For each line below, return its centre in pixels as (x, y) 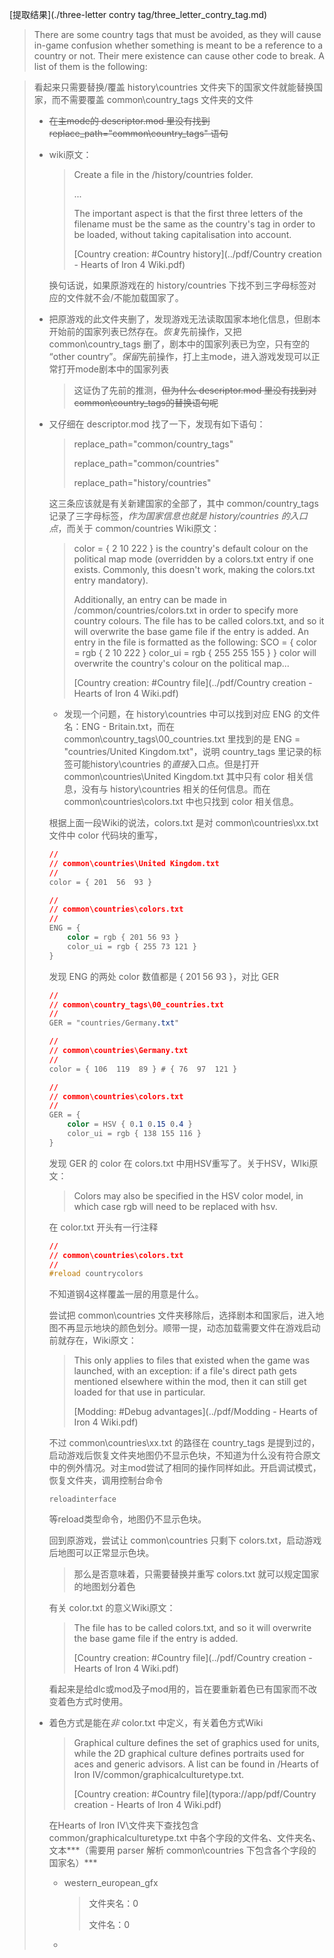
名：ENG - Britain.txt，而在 (119, 726)
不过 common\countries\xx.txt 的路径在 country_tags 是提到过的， (184, 1443)
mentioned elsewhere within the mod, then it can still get (190, 1382)
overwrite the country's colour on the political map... (181, 663)
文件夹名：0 (113, 1904)
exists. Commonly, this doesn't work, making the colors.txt (194, 569)
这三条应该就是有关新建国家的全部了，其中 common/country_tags (183, 503)
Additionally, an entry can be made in (150, 599)
